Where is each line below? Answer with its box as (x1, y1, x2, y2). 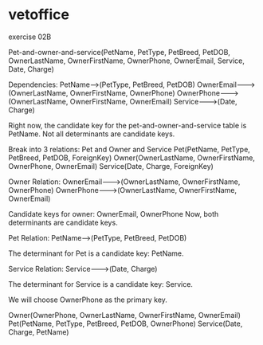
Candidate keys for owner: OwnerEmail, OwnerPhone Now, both (8, 209, 219, 218)
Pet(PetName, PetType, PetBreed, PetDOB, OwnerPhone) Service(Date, (8, 319, 243, 328)
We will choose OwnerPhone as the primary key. (8, 295, 167, 304)
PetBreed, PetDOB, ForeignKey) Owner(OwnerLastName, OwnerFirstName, (8, 153, 255, 163)
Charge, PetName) (8, 327, 69, 336)
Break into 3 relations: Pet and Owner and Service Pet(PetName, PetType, (8, 144, 251, 154)
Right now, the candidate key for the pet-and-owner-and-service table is (8, 120, 247, 130)
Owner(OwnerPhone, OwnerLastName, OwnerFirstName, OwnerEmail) (8, 310, 241, 320)
